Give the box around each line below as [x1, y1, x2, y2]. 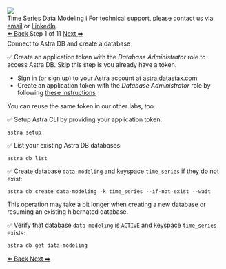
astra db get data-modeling [7, 242, 88, 249]
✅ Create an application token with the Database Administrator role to [7, 53, 206, 61]
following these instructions [17, 89, 96, 97]
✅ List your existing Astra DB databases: [7, 141, 122, 149]
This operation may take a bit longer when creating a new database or [7, 200, 206, 208]
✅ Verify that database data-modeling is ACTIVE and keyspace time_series [7, 221, 217, 229]
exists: [7, 229, 26, 237]
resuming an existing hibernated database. [7, 208, 129, 216]
